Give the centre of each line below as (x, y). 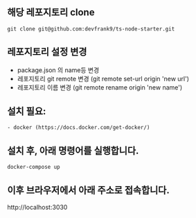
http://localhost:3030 (37, 208)
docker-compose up (34, 167)
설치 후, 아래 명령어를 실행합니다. (73, 150)
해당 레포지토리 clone (51, 12)
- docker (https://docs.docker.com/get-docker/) (79, 128)
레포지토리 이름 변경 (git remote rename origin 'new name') (100, 87)
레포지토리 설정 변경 (47, 52)
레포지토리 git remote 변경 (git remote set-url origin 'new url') (103, 78)
